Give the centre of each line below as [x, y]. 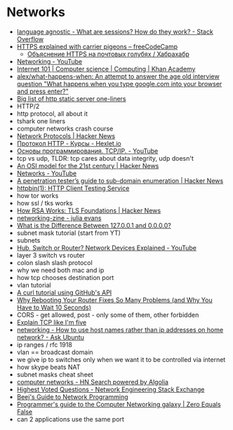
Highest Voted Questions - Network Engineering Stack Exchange [111, 389]
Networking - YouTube [49, 61]
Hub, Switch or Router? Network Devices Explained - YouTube [107, 248]
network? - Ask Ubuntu [51, 337]
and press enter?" [42, 91]
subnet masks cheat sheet [55, 374]
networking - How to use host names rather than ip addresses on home [120, 330]
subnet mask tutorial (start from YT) [68, 233]
